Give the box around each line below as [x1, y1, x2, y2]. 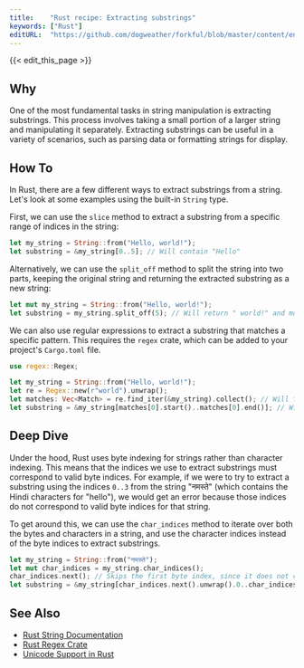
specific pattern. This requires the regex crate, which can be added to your [9, 334, 289, 345]
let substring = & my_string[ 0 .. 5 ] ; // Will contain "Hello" [9, 246, 242, 256]
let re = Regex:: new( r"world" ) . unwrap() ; [9, 386, 168, 396]
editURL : [9, 30, 43, 39]
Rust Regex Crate [22, 639, 88, 650]
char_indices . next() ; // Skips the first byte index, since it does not [9, 572, 290, 581]
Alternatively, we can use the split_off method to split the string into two [9, 263, 284, 274]
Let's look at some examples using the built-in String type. [9, 194, 229, 205]
